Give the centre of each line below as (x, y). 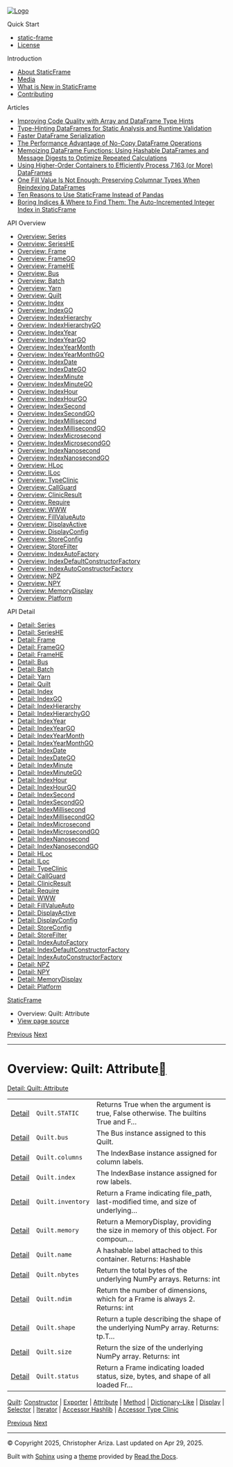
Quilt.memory (58, 1230)
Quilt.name (54, 1254)
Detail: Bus (33, 662)
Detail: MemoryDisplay (50, 979)
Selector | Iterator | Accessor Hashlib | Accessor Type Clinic (93, 1409)
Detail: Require (38, 890)
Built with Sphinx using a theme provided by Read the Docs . (93, 1456)
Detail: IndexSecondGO (51, 802)
